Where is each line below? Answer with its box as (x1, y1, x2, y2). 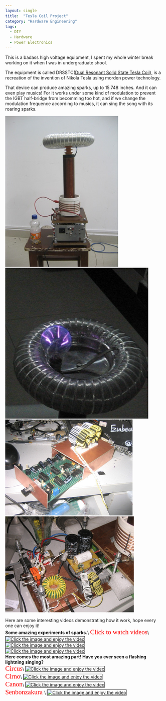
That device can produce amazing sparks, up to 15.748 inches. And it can (5, 84, 157, 91)
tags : (5, 24, 17, 29)
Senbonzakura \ (5, 688, 46, 696)
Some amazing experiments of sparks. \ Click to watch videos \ (5, 628, 149, 636)
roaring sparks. (5, 106, 37, 112)
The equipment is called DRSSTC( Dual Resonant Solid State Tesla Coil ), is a (5, 69, 161, 75)
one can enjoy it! (5, 623, 40, 629)
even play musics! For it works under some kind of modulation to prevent (5, 90, 156, 96)
